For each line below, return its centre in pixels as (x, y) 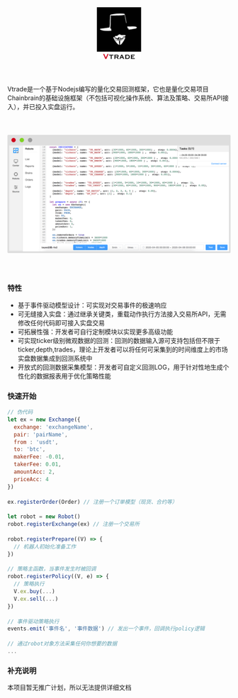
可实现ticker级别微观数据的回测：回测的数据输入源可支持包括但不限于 (119, 340)
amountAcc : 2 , (34, 472)
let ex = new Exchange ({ (44, 420)
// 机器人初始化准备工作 (45, 546)
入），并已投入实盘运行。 (43, 106)
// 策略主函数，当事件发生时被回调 (52, 569)
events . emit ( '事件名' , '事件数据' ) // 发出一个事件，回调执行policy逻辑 (106, 629)
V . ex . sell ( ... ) (36, 599)
